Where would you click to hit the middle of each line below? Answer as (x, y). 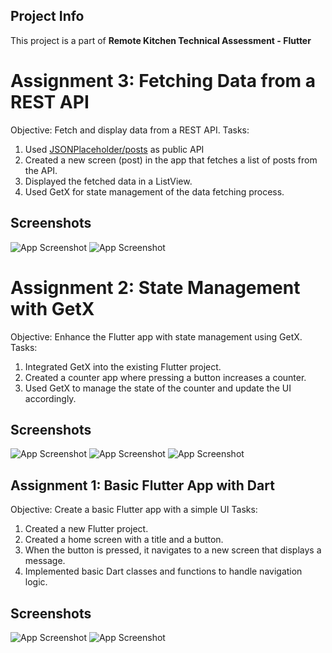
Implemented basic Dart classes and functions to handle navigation (163, 571)
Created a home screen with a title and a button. (124, 540)
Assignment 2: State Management (155, 287)
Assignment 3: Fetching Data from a (163, 81)
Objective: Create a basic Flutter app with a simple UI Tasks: (134, 510)
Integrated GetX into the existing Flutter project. (123, 366)
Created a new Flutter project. (86, 529)
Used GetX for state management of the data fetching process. (154, 191)
